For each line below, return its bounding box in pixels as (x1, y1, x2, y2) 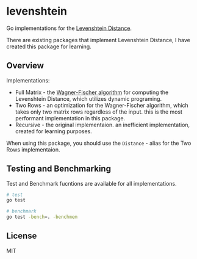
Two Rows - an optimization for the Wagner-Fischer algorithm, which (15, 101, 189, 109)
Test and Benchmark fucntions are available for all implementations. (6, 180, 177, 187)
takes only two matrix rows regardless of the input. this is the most (15, 108, 183, 115)
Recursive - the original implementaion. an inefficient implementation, (15, 121, 190, 128)
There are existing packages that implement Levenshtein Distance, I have (6, 36, 190, 43)
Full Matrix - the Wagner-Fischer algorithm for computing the (15, 89, 169, 96)
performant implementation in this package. (15, 114, 126, 122)
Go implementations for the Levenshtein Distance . (6, 24, 132, 32)
